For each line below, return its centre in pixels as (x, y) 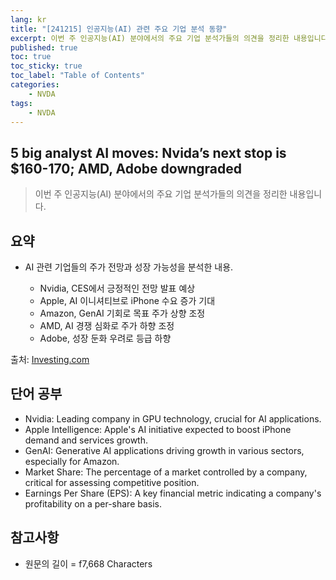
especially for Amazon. (72, 461)
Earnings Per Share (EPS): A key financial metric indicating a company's (173, 493)
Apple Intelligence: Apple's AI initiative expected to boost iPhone (158, 429)
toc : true (31, 57)
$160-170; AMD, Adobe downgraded (126, 168)
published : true (44, 47)
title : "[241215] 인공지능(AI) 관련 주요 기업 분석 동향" (119, 29)
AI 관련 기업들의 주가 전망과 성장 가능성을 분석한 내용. (129, 267)
